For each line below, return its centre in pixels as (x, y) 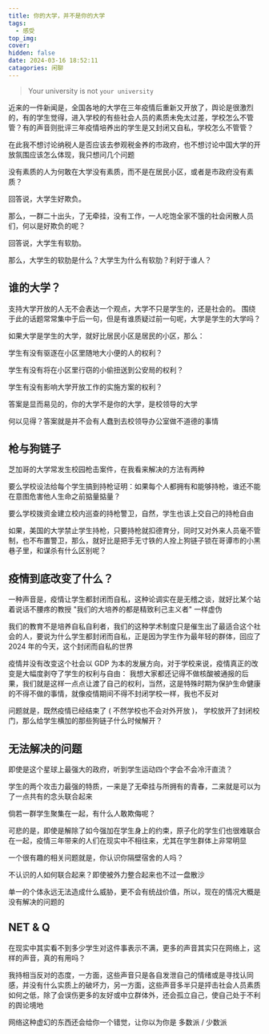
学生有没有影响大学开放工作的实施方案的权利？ (85, 387)
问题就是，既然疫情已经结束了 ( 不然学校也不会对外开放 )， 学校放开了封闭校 (134, 710)
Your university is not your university (90, 91)
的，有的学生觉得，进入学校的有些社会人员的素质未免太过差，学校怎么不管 (131, 117)
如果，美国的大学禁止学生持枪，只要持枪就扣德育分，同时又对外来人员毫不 (131, 531)
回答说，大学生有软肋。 (47, 242)
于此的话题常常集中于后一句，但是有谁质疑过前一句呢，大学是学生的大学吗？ (134, 319)
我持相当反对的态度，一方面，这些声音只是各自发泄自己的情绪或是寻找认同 (131, 975)
